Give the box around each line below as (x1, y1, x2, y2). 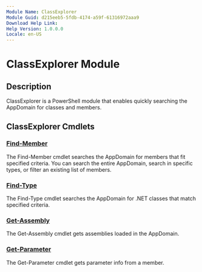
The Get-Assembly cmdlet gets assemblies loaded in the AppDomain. (6, 230, 180, 238)
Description (6, 81, 51, 91)
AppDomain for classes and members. (6, 104, 102, 111)
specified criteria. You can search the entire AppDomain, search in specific (6, 160, 193, 167)
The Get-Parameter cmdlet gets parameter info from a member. (6, 259, 165, 266)
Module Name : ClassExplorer (6, 8, 77, 15)
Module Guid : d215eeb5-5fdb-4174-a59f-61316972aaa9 (6, 15, 139, 21)
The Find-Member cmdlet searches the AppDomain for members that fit (6, 153, 186, 160)
